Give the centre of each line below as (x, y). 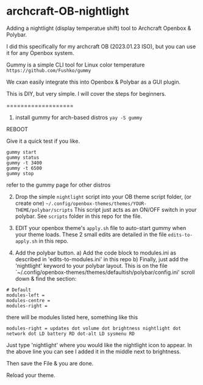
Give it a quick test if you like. (43, 141)
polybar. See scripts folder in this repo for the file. (78, 216)
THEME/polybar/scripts (44, 210)
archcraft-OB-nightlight (68, 11)
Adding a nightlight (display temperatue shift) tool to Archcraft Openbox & (99, 28)
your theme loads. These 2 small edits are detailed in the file (91, 234)
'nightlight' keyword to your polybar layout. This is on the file (91, 265)
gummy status (23, 157)
